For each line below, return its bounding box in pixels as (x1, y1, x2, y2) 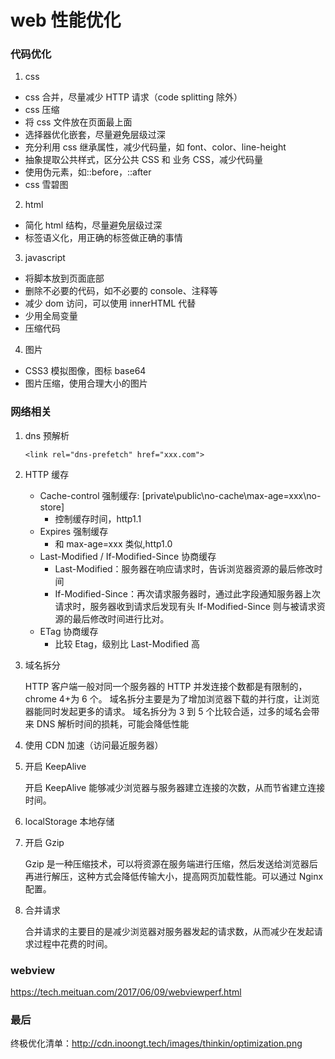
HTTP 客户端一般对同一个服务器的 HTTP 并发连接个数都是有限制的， (24, 680, 308, 692)
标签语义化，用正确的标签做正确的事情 (24, 232, 183, 244)
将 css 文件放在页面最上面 (24, 116, 133, 128)
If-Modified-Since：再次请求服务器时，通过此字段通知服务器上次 (54, 587, 321, 600)
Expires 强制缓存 (39, 525, 109, 537)
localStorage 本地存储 (24, 815, 115, 827)
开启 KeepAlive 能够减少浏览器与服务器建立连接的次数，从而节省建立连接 (24, 781, 326, 793)
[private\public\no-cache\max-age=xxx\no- (141, 489, 322, 501)
